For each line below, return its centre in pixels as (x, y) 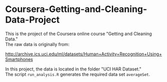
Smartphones (19, 59)
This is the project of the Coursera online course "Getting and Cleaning (78, 33)
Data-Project (33, 20)
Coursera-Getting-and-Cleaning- (76, 9)
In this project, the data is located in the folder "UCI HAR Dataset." (73, 69)
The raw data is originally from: (37, 44)
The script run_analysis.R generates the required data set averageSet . (78, 74)
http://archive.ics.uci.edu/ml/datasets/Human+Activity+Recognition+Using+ (83, 54)
